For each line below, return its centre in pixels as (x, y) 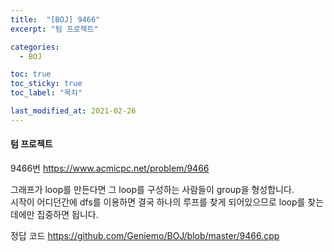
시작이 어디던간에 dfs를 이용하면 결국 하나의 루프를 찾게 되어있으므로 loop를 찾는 (167, 202)
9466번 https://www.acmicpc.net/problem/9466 (110, 168)
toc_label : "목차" (46, 93)
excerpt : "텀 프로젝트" (54, 29)
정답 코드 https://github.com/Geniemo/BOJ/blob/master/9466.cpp (145, 235)
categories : (35, 47)
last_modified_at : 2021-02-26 (73, 111)
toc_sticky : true (46, 84)
